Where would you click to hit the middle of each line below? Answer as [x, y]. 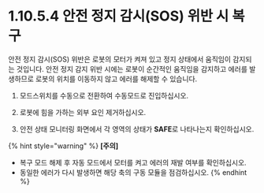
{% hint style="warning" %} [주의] [63, 146]
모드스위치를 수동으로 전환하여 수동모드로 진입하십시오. [104, 95]
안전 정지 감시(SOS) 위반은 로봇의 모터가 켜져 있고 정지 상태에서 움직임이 [119, 59]
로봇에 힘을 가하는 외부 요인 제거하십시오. [83, 112]
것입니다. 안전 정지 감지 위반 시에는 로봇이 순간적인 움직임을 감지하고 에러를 [132, 69]
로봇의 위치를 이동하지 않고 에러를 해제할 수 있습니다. [116, 79]
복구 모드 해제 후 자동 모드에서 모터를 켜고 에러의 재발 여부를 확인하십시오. [133, 162]
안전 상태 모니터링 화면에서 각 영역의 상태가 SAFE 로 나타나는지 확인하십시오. [137, 129]
